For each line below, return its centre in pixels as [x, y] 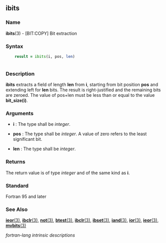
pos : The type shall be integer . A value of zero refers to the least [80, 134]
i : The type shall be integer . [42, 124]
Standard [17, 186]
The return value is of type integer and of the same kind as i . [68, 173]
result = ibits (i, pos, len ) [45, 56]
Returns [15, 162]
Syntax [14, 46]
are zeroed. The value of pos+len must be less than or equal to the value [80, 95]
